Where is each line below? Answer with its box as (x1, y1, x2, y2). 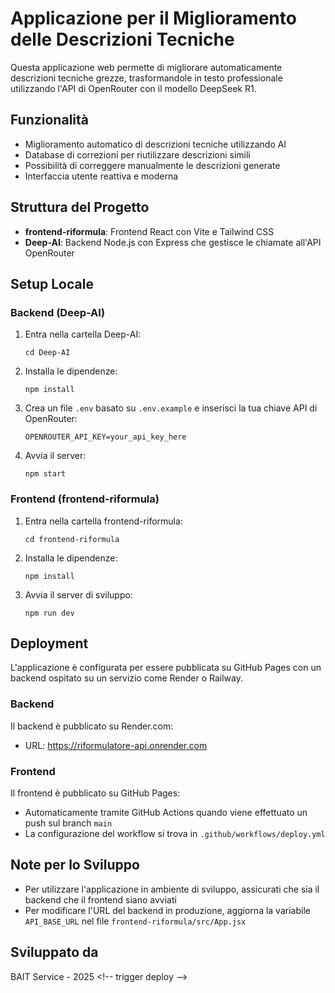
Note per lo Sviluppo (10, 857, 140, 874)
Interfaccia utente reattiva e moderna (24, 170, 179, 182)
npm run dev (24, 608, 75, 618)
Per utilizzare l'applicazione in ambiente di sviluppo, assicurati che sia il (24, 883, 320, 895)
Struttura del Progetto (10, 199, 150, 216)
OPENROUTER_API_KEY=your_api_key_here (24, 432, 187, 442)
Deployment (10, 635, 89, 652)
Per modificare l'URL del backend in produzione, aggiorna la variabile (24, 904, 311, 916)
